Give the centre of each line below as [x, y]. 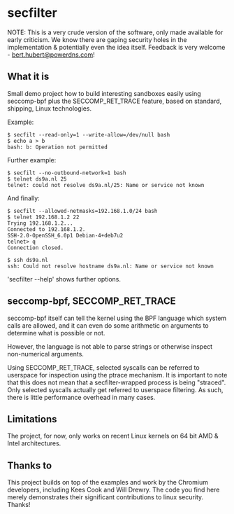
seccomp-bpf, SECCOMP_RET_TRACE [92, 301]
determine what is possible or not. [56, 333]
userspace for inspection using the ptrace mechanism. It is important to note [117, 375]
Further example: [32, 160]
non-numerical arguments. [45, 354]
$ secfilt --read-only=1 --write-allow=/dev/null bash [89, 134]
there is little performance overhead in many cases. [81, 397]
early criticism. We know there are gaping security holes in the [97, 39]
